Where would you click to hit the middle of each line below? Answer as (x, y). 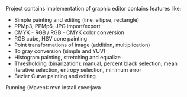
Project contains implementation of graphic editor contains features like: (93, 9)
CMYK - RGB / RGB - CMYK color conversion (69, 32)
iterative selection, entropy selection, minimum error (78, 70)
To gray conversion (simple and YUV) (60, 51)
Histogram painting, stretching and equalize (67, 57)
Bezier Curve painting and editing (55, 76)
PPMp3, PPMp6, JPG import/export (57, 26)
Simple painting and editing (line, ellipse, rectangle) (77, 20)
